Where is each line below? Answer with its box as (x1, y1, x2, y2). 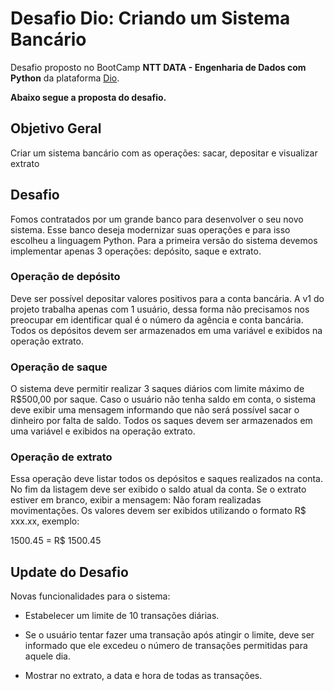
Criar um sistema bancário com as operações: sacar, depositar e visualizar (10, 147, 318, 159)
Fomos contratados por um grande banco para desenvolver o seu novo (10, 213, 304, 225)
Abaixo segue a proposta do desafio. (10, 91, 167, 103)
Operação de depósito (10, 270, 121, 284)
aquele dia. (24, 650, 72, 662)
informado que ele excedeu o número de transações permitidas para (24, 640, 308, 652)
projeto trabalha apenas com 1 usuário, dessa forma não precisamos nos (10, 303, 310, 315)
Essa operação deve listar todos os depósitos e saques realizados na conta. (10, 473, 323, 485)
